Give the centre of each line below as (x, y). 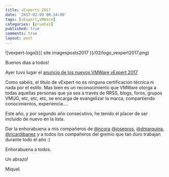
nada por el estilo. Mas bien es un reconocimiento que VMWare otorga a (81, 87)
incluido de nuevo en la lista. (35, 119)
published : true (22, 29)
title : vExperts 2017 (28, 10)
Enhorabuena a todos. (28, 149)
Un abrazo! (17, 159)
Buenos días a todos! (27, 62)
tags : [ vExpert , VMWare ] (30, 19)
